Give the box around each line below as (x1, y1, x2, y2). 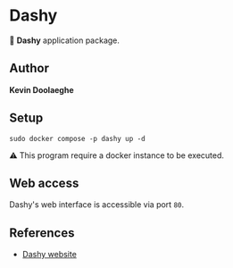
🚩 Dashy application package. (9, 35, 121, 46)
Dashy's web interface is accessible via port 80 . (9, 199, 185, 210)
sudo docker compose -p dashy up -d (9, 134, 146, 143)
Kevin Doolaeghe (9, 84, 74, 95)
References (9, 225, 75, 240)
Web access (9, 175, 79, 190)
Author (9, 61, 49, 76)
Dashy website (21, 249, 78, 260)
